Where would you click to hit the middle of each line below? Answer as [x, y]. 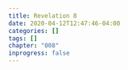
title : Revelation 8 [43, 16]
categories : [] [34, 31]
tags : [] [23, 38]
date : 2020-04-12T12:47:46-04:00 [64, 23]
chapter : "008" [34, 46]
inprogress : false [39, 53]
